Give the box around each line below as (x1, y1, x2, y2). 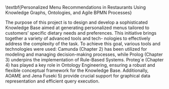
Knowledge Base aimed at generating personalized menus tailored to (5, 25, 150, 31)
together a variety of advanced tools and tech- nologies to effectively (5, 35, 151, 41)
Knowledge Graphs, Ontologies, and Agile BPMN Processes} (5, 10, 132, 16)
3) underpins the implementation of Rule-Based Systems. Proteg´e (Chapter (5, 57, 164, 62)
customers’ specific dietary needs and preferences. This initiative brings (5, 30, 157, 36)
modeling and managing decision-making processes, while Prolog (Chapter (5, 51, 163, 57)
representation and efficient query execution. (5, 78, 100, 84)
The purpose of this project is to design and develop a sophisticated (5, 20, 148, 25)
